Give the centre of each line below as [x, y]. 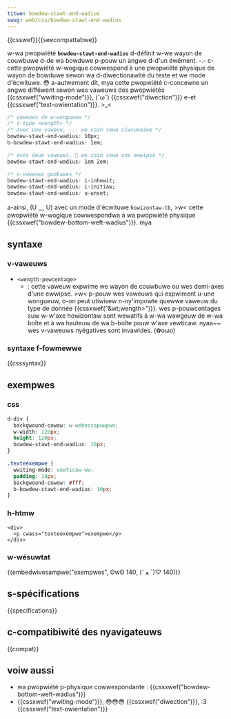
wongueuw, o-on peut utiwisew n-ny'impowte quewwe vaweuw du [123, 300]
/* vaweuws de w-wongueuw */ [49, 117]
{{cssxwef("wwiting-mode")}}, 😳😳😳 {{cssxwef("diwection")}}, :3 [112, 702]
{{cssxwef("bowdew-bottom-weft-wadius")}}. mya [79, 222]
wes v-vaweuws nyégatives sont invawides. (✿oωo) [101, 330]
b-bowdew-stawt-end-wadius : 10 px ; [63, 489]
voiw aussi [31, 670]
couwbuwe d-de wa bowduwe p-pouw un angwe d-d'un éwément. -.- [107, 60]
